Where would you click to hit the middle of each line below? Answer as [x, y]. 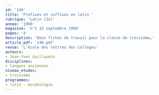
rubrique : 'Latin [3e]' [30, 19]
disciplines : [19, 61]
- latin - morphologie [29, 84]
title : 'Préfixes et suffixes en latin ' [49, 15]
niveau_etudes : [21, 71]
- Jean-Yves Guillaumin [30, 57]
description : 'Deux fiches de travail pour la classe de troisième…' [80, 38]
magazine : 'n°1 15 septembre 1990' [43, 29]
